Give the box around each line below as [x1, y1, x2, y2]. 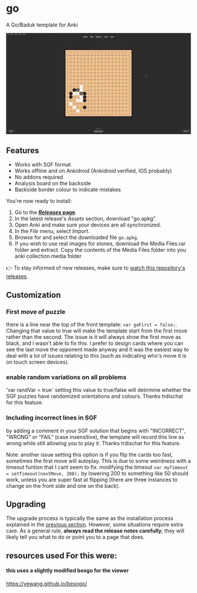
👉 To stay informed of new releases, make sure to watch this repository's [6, 264, 186, 272]
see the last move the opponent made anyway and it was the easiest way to [6, 346, 189, 353]
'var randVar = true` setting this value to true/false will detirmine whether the [6, 387, 191, 394]
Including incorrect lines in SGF [6, 414, 97, 422]
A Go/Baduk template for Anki [6, 21, 78, 28]
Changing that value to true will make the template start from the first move [6, 327, 188, 334]
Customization [6, 290, 62, 300]
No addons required [14, 174, 63, 181]
